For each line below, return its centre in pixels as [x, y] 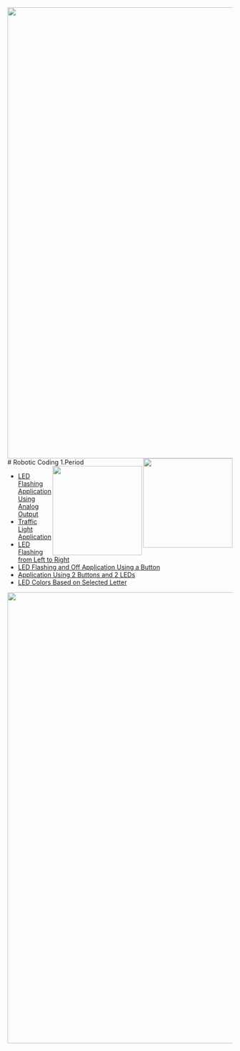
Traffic [27, 522]
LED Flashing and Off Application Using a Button [89, 567]
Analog [28, 506]
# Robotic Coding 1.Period [46, 462]
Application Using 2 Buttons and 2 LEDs [76, 575]
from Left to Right [44, 559]
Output [28, 514]
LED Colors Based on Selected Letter [72, 582]
